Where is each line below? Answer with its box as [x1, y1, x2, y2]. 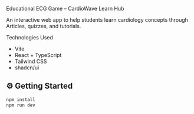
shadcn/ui [14, 64, 40, 71]
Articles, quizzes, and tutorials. [6, 23, 81, 29]
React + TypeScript [14, 52, 62, 58]
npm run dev [6, 102, 35, 108]
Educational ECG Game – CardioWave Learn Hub [6, 5, 124, 12]
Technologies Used [6, 34, 53, 41]
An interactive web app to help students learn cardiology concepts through [6, 16, 189, 23]
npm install [6, 96, 35, 102]
